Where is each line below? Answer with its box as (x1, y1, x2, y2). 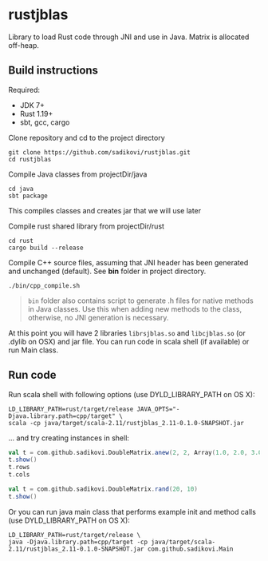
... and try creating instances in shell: (8, 433, 130, 443)
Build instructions (8, 64, 98, 78)
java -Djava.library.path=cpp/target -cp (8, 538, 148, 546)
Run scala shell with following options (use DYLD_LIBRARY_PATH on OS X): (8, 389, 255, 399)
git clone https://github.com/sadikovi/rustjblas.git (8, 148, 191, 157)
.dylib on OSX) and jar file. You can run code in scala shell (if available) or (8, 336, 250, 346)
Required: (8, 85, 41, 94)
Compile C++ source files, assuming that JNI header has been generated (8, 257, 249, 267)
